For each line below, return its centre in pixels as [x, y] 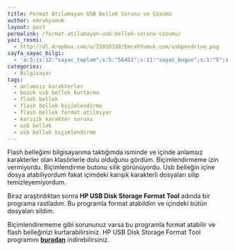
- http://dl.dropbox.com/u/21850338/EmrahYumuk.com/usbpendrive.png [116, 47]
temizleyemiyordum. [37, 182]
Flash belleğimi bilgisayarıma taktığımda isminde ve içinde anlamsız [105, 152]
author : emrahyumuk [36, 21]
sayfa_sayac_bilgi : [36, 54]
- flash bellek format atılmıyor [63, 112]
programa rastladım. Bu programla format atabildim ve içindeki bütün [107, 204]
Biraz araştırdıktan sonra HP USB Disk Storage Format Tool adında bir [109, 196]
